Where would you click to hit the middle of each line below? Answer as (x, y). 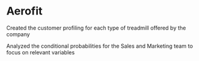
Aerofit (24, 11)
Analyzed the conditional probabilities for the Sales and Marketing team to (100, 46)
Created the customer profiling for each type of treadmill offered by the (96, 28)
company (18, 34)
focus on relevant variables (41, 52)
